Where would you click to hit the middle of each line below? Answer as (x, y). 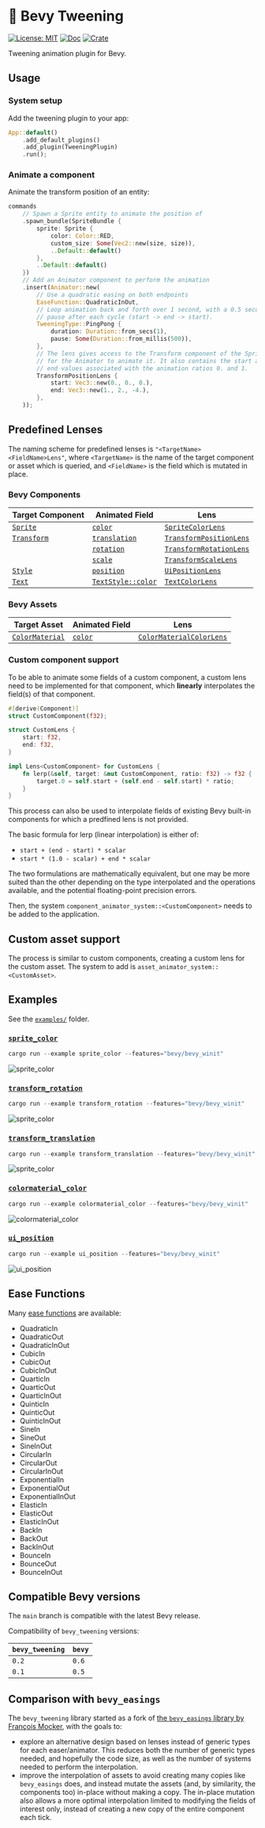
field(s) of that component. (52, 694)
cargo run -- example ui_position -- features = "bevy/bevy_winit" (114, 1254)
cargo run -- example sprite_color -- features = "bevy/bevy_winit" (116, 1054)
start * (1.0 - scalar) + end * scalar (85, 859)
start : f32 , (42, 738)
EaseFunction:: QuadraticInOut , (88, 302)
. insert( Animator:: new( (62, 288)
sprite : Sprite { (65, 229)
